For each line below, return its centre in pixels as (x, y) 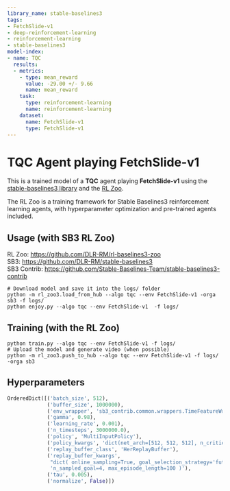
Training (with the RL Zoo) (63, 327)
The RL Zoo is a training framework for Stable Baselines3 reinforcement (108, 202)
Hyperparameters (46, 382)
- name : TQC (24, 58)
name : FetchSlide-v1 (54, 122)
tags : (15, 20)
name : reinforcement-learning (68, 109)
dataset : (32, 115)
